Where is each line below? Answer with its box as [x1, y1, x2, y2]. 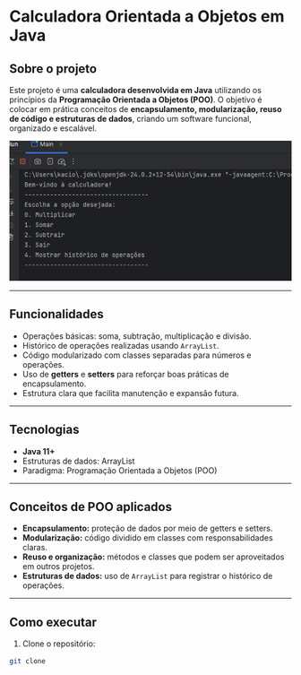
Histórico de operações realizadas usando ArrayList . [21, 340, 219, 350]
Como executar [9, 614, 97, 629]
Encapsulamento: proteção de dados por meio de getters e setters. [21, 523, 273, 534]
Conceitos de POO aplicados [9, 499, 173, 515]
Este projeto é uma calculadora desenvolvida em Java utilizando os [9, 85, 262, 95]
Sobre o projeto [9, 61, 97, 76]
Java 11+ [21, 446, 56, 456]
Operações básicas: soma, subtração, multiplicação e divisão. [21, 330, 252, 342]
